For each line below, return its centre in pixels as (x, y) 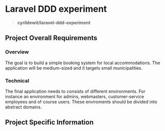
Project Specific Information (49, 122)
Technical (17, 80)
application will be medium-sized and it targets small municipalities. (74, 68)
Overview (17, 52)
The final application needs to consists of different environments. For (75, 91)
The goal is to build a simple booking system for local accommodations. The (83, 63)
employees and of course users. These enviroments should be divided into (81, 102)
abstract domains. (23, 107)
